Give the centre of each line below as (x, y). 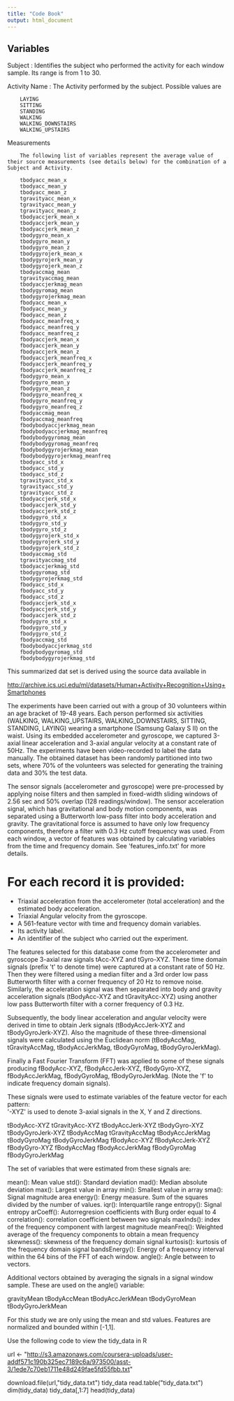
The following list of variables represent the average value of (117, 156)
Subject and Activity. (40, 168)
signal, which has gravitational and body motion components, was (102, 809)
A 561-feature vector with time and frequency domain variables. (109, 924)
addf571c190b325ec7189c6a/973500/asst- (69, 1362)
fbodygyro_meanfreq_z (51, 407)
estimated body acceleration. (59, 909)
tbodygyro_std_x (44, 518)
